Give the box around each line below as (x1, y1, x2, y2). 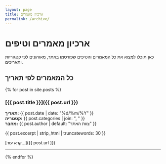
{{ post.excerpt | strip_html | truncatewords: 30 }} (5, 130, 106, 136)
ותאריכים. (5, 59, 23, 65)
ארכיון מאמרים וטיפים (5, 38, 90, 49)
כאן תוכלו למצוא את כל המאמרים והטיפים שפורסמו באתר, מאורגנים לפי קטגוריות (5, 54, 154, 60)
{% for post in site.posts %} (5, 87, 62, 93)
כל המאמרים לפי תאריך (5, 74, 74, 82)
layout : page (5, 7, 32, 12)
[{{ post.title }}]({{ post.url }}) (5, 99, 78, 106)
